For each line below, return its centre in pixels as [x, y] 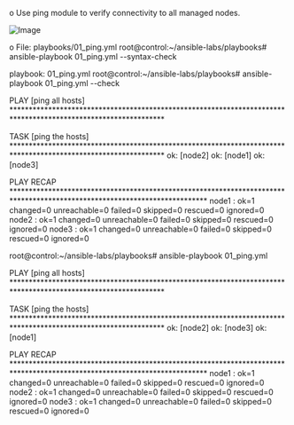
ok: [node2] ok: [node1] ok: [216, 155]
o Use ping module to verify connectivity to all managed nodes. [125, 13]
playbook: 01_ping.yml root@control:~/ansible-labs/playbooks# [125, 74]
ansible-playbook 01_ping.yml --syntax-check [93, 56]
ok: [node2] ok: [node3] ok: [217, 328]
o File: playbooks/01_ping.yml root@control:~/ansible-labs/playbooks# [138, 47]
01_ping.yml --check [82, 83]
